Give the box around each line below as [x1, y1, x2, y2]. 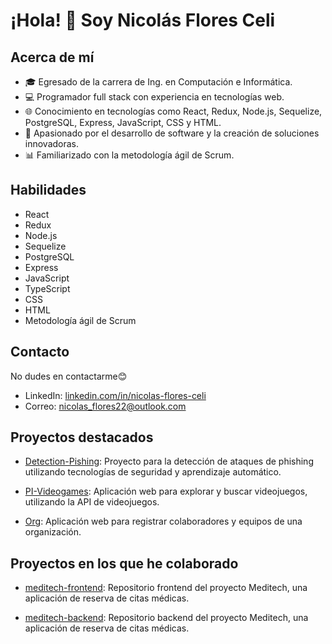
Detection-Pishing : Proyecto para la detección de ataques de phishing [24, 455, 314, 468]
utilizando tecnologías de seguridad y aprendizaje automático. [24, 466, 282, 478]
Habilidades [10, 182, 87, 199]
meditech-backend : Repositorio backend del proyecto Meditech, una [24, 612, 309, 624]
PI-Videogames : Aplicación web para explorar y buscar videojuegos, [24, 485, 308, 498]
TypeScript [24, 282, 71, 294]
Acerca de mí [10, 49, 95, 66]
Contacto [10, 344, 70, 361]
